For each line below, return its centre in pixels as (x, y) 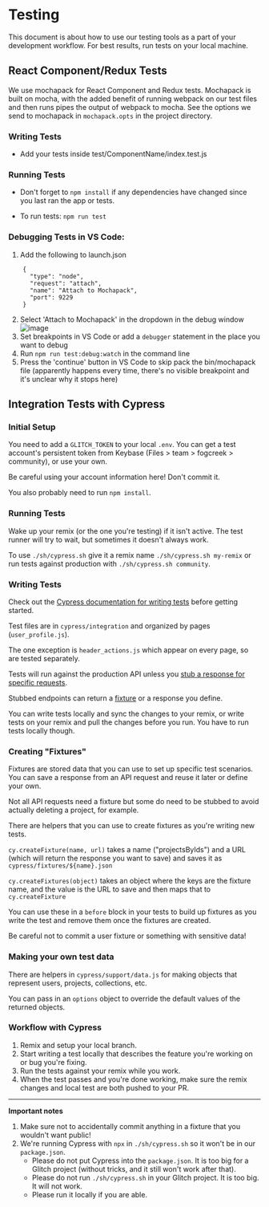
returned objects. (37, 1007)
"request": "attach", (66, 283)
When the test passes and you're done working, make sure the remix (133, 1079)
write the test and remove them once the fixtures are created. (110, 920)
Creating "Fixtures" (47, 751)
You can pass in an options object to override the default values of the (124, 998)
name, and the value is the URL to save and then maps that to (110, 889)
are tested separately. (44, 658)
